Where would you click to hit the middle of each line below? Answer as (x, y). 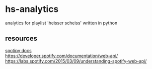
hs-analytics (32, 9)
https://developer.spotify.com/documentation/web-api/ (62, 56)
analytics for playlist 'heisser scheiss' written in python (61, 23)
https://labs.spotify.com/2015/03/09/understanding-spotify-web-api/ (76, 61)
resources (21, 38)
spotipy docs (18, 50)
